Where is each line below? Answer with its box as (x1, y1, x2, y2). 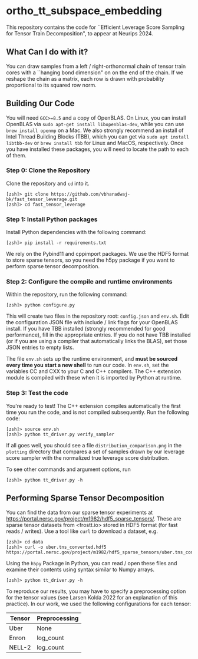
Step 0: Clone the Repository (6, 166, 90, 174)
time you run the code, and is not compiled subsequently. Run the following (6, 408, 190, 416)
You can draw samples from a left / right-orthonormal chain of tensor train (6, 62, 186, 70)
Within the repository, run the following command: (6, 291, 128, 298)
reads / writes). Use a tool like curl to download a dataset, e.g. (6, 528, 158, 535)
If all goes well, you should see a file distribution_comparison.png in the (6, 441, 181, 449)
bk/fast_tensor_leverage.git (6, 196, 78, 202)
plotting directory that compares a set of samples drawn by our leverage (6, 448, 185, 455)
